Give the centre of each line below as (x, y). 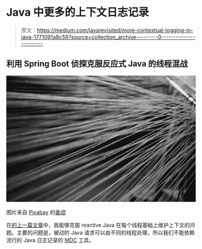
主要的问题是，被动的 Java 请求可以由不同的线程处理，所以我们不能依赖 (106, 233)
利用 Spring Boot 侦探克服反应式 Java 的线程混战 (97, 64)
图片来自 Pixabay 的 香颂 (36, 212)
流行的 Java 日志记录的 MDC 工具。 (50, 240)
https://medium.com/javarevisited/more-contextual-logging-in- (115, 30)
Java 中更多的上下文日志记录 (78, 12)
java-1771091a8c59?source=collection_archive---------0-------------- (108, 37)
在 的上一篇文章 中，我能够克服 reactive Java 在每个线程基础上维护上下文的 (98, 225)
